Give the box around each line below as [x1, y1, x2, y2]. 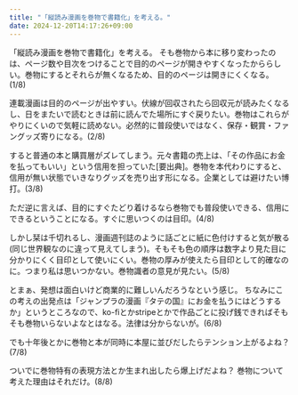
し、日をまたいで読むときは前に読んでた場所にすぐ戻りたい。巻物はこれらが [9, 109, 290, 119]
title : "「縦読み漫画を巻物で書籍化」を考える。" [9, 12, 172, 22]
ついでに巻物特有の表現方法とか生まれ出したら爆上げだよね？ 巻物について [9, 365, 285, 375]
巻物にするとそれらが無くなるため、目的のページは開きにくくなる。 [24, 69, 274, 80]
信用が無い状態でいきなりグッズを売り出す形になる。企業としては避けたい [9, 172, 282, 182]
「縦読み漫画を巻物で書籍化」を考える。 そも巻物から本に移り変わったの [9, 46, 277, 58]
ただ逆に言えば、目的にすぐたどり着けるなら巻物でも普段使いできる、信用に [9, 202, 290, 213]
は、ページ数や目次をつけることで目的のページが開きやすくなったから [9, 58, 267, 69]
